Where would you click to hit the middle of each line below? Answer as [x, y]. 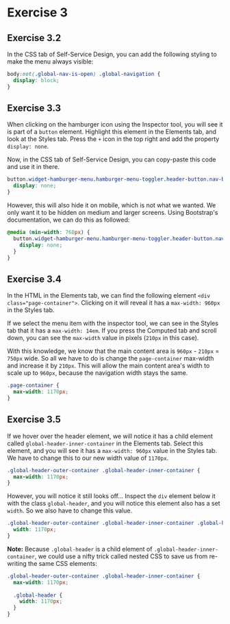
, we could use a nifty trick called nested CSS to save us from [121, 556]
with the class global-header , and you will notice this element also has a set [114, 504]
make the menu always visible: [50, 62]
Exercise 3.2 [34, 38]
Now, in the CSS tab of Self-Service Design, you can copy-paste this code [112, 159]
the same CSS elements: [63, 563]
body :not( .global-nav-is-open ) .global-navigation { [84, 74]
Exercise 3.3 [34, 108]
